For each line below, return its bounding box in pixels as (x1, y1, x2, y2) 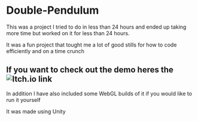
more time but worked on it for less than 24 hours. (6, 29, 130, 36)
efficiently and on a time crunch (6, 47, 85, 54)
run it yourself (6, 96, 41, 103)
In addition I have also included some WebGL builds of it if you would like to (6, 90, 193, 97)
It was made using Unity (6, 108, 66, 115)
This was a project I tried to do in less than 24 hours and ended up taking (6, 23, 187, 30)
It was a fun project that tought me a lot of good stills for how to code (6, 41, 177, 48)
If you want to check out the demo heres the (6, 65, 173, 75)
